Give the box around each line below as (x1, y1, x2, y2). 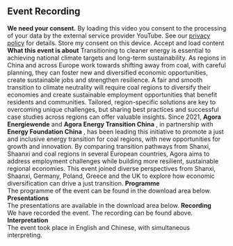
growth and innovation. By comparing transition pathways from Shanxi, (7, 142, 211, 150)
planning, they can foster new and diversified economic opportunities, (7, 68, 209, 76)
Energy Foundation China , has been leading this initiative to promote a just (7, 127, 224, 136)
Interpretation (7, 215, 49, 224)
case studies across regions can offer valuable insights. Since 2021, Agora (7, 113, 221, 121)
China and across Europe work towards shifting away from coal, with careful (7, 60, 226, 69)
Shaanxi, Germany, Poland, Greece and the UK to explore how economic (7, 172, 215, 180)
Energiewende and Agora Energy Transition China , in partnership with (7, 120, 214, 128)
